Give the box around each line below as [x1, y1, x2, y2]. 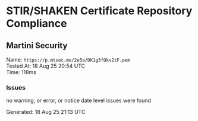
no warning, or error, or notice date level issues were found [6, 97, 152, 104]
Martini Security [6, 40, 68, 50]
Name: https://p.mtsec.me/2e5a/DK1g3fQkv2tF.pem [6, 56, 131, 63]
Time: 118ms [6, 69, 37, 75]
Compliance [6, 17, 67, 30]
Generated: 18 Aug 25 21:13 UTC [6, 109, 86, 116]
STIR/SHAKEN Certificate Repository [6, 4, 193, 18]
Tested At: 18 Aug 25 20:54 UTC [6, 62, 86, 69]
